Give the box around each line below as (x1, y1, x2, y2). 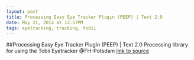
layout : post (6, 8, 38, 15)
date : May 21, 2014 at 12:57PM (6, 19, 83, 25)
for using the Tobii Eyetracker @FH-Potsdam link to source (6, 48, 150, 55)
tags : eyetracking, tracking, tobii (6, 25, 96, 31)
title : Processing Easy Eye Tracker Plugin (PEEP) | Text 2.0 (6, 14, 163, 20)
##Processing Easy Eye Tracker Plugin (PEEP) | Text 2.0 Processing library (6, 41, 188, 48)
